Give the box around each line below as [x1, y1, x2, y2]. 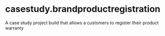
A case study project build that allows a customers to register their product [5, 20, 159, 26]
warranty [5, 25, 24, 31]
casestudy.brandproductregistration [5, 3, 161, 15]
